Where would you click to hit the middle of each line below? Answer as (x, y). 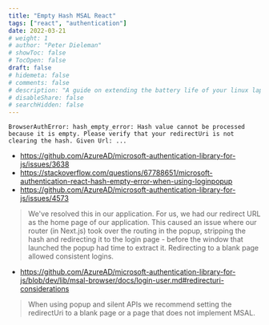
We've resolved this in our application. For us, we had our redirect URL (144, 214)
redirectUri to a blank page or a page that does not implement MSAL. (142, 313)
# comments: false (39, 82)
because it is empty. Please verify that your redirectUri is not (121, 134)
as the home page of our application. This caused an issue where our (142, 223)
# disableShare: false (46, 98)
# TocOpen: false (37, 61)
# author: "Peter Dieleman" (55, 46)
